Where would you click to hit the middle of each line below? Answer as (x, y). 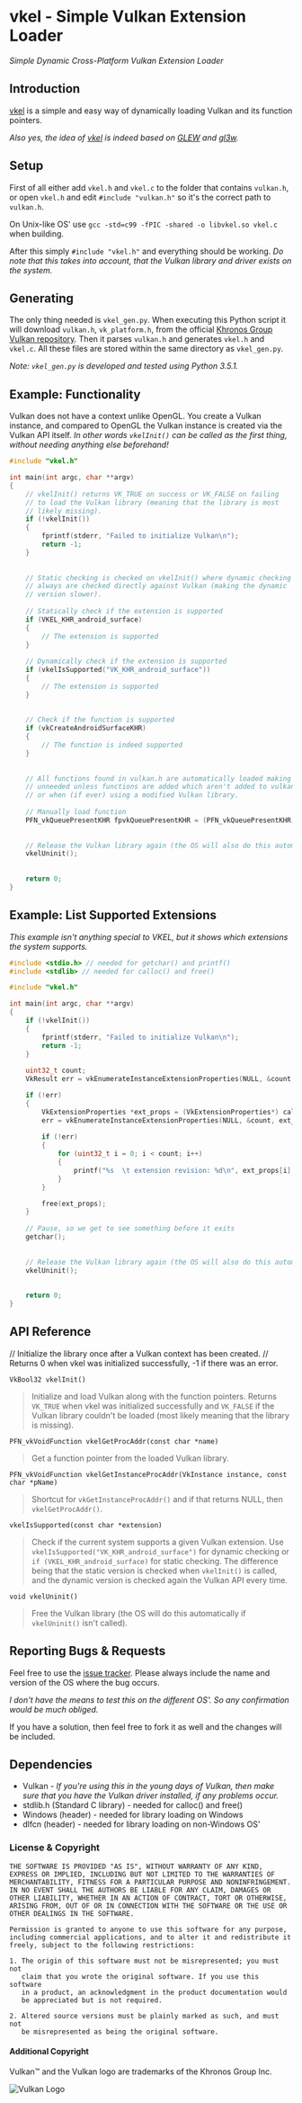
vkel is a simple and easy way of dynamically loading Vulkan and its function (151, 111)
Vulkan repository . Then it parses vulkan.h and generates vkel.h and (137, 339)
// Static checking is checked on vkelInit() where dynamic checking (159, 577)
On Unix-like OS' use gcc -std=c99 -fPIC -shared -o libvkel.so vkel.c (144, 224)
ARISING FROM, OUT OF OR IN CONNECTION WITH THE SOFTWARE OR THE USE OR (148, 1906)
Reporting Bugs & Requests (88, 1651)
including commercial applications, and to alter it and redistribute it (151, 1937)
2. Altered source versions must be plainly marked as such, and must (144, 2016)
